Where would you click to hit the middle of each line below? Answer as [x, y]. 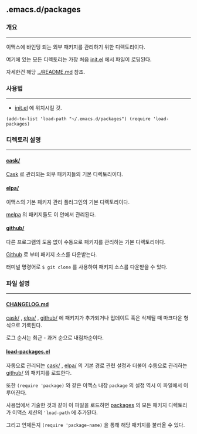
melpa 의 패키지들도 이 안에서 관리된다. [51, 214]
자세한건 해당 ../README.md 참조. [46, 72]
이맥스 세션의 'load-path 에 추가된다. [55, 412]
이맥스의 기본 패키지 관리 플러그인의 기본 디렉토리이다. [68, 202]
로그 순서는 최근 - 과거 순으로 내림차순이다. [55, 338]
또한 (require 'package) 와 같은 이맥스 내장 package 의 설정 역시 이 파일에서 [94, 385]
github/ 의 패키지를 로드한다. [39, 372]
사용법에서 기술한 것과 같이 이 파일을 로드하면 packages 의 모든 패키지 [86, 405]
